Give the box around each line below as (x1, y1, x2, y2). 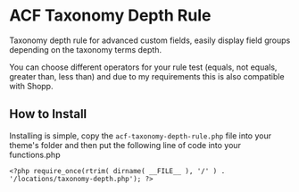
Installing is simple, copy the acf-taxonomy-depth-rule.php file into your (9, 130, 272, 141)
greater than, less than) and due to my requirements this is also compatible (9, 71, 285, 81)
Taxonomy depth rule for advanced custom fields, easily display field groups (9, 35, 291, 46)
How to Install (9, 106, 87, 121)
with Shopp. (9, 80, 54, 91)
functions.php (9, 149, 61, 160)
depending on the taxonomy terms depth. (9, 44, 162, 54)
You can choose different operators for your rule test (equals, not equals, (9, 62, 278, 72)
